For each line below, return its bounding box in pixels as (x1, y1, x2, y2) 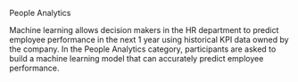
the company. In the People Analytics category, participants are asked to (9, 44, 277, 54)
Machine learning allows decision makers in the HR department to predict (9, 25, 279, 35)
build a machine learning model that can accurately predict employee (9, 53, 264, 63)
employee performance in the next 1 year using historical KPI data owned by (9, 35, 289, 45)
